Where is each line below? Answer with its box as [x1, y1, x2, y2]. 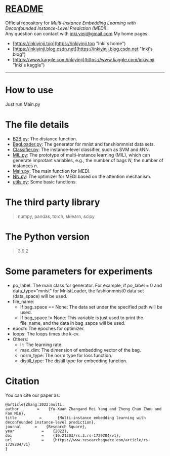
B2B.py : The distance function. [12, 135, 77, 142]
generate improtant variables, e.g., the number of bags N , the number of [12, 157, 163, 163]
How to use [5, 85, 54, 96]
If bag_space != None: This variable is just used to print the [20, 315, 143, 321]
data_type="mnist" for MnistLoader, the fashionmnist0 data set [12, 287, 144, 294]
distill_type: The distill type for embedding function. [20, 358, 127, 364]
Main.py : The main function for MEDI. [12, 168, 91, 174]
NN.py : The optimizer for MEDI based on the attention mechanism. [12, 173, 152, 179]
